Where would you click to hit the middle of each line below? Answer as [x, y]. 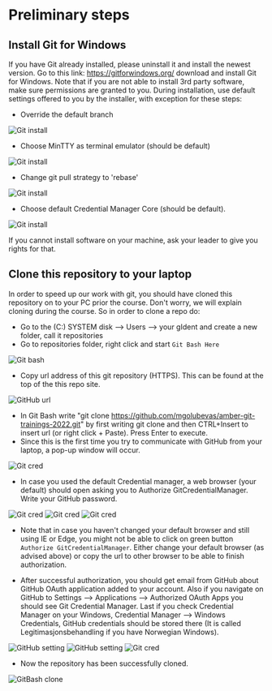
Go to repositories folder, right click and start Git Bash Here [120, 344]
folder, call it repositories [62, 335]
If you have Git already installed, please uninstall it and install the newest [130, 64]
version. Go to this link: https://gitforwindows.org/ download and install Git [133, 73]
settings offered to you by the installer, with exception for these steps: [125, 99]
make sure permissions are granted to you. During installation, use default [132, 90]
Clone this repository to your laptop [100, 275]
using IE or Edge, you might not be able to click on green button [127, 539]
